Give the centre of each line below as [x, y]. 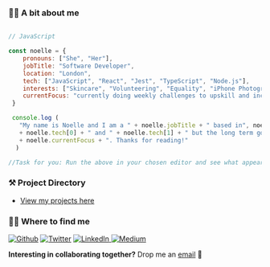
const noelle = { [37, 51]
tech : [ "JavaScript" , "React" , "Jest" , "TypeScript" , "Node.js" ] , [136, 81]
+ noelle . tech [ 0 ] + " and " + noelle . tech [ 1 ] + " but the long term [136, 133]
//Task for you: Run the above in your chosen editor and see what [124, 162]
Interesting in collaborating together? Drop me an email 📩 [105, 255]
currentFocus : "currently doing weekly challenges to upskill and [136, 96]
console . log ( [35, 118]
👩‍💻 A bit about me [44, 13]
